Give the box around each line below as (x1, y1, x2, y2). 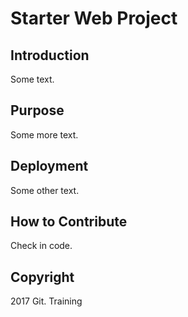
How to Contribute (10, 213, 128, 231)
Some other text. (10, 184, 80, 196)
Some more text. (10, 128, 79, 141)
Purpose (10, 102, 65, 119)
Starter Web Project (10, 7, 178, 30)
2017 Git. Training (10, 295, 83, 307)
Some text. (10, 73, 55, 85)
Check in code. (10, 240, 73, 252)
